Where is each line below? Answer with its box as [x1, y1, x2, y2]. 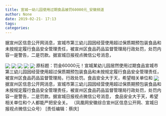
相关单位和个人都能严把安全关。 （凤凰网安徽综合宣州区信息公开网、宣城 [5, 100, 154, 106]
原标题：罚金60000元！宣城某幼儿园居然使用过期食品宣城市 [36, 63, 159, 69]
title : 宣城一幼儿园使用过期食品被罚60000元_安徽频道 [5, 7, 105, 12]
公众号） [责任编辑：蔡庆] [26, 106, 79, 112]
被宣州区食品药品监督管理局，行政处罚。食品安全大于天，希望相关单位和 [5, 75, 153, 81]
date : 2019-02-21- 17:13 [5, 16, 56, 21]
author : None [5, 12, 32, 17]
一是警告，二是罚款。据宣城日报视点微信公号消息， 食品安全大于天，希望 [9, 93, 159, 99]
